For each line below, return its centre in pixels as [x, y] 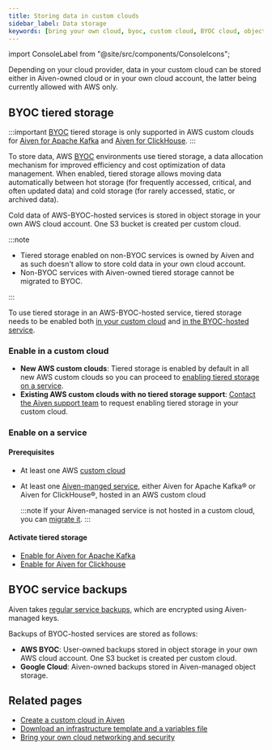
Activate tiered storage [48, 537]
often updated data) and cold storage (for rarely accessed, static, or [122, 191]
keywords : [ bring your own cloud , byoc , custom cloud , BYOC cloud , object [137, 31]
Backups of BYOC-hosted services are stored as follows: [103, 633]
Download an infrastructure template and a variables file [114, 729]
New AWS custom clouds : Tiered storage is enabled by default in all [134, 369]
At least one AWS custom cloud [72, 470]
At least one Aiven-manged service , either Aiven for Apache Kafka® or [138, 486]
